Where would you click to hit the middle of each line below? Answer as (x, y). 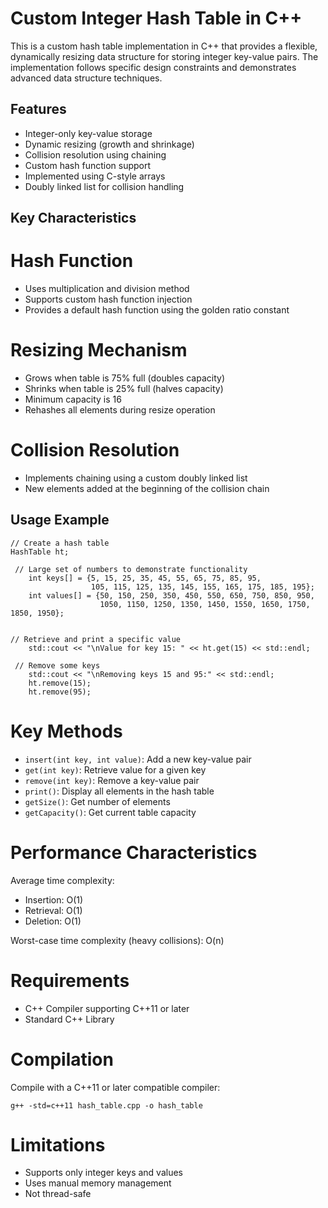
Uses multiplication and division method (107, 289)
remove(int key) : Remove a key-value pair (112, 780)
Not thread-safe (58, 1194)
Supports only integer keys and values (103, 1173)
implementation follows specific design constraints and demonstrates (153, 67)
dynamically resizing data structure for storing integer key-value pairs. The (164, 56)
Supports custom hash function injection (108, 299)
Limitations (58, 1144)
